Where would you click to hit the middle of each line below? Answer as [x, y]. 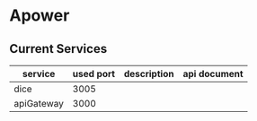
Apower [40, 16]
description [149, 74]
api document [213, 74]
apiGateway [39, 104]
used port [93, 74]
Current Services [58, 49]
